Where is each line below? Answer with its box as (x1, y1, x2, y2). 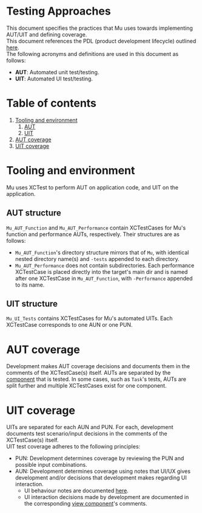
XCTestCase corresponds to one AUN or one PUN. (6, 321, 133, 329)
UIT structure (6, 299, 58, 309)
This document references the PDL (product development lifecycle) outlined (6, 37, 197, 44)
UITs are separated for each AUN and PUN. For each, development (6, 424, 174, 431)
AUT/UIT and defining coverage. (6, 30, 87, 38)
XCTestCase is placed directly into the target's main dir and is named (15, 268, 188, 275)
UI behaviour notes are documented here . (24, 487, 129, 494)
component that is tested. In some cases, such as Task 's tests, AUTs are (6, 375, 187, 383)
